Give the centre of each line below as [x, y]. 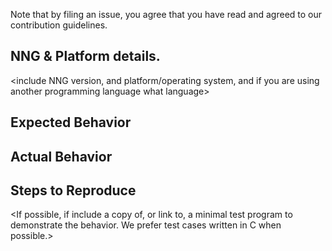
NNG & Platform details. [85, 56]
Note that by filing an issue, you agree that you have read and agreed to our [166, 14]
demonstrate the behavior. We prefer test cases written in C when [146, 225]
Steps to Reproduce [73, 190]
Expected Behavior [71, 122]
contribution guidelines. [59, 25]
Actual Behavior [61, 156]
